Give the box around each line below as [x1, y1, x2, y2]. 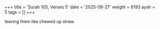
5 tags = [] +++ [4, 9, 35, 15]
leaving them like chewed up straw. [4, 19, 75, 24]
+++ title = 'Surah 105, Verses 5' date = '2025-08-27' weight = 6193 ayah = [4, 4, 156, 10]
